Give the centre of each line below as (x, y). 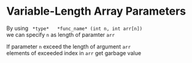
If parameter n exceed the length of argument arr (69, 46)
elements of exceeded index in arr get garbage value (74, 53)
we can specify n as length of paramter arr (61, 34)
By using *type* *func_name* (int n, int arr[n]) (75, 28)
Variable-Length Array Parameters (96, 11)
